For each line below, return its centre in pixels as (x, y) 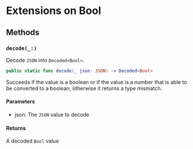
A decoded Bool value (33, 141)
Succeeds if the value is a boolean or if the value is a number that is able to (96, 82)
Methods (23, 32)
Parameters (20, 102)
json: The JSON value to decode (52, 115)
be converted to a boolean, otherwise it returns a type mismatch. (84, 88)
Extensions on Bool (54, 11)
